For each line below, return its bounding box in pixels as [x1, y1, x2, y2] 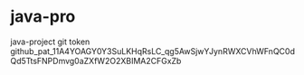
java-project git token [10, 36, 90, 47]
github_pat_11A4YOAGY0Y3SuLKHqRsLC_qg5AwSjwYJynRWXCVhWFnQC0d [10, 45, 295, 56]
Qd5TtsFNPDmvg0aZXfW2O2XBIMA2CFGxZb [10, 55, 182, 66]
